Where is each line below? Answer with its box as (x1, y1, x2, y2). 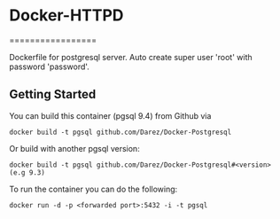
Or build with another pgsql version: (9, 143, 140, 153)
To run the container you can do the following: (9, 184, 178, 194)
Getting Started (9, 87, 97, 102)
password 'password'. (9, 61, 90, 72)
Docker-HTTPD (9, 5, 124, 26)
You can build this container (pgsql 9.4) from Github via (9, 110, 212, 121)
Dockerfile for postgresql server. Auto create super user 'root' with (9, 51, 253, 62)
